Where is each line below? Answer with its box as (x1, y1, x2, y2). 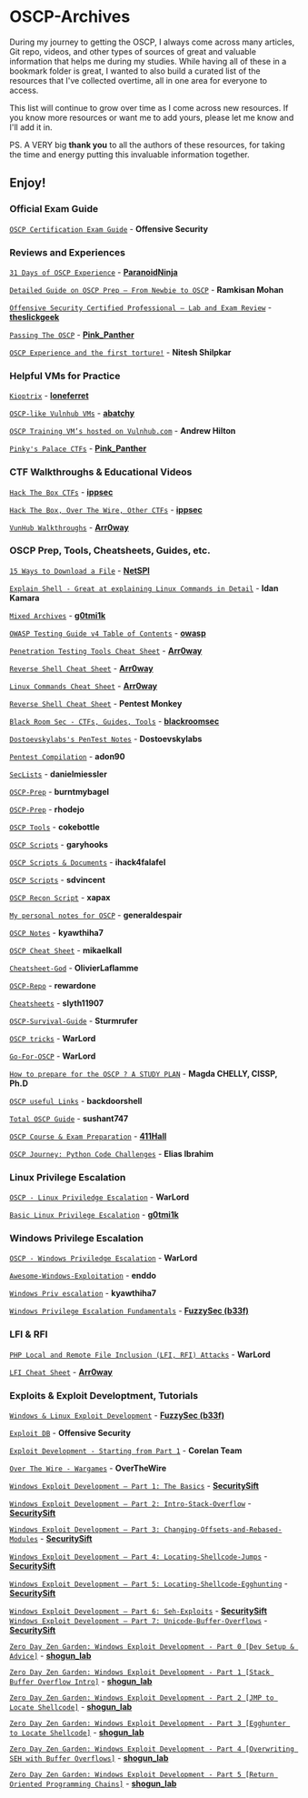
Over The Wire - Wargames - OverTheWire (9, 1462, 167, 1473)
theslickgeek (9, 311, 60, 322)
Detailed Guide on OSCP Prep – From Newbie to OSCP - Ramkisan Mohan (9, 284, 284, 295)
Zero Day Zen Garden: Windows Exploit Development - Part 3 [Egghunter (9, 1719, 286, 1728)
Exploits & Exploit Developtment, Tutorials (9, 1389, 198, 1401)
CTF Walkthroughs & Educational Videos (9, 466, 193, 478)
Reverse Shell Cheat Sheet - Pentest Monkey (9, 698, 183, 708)
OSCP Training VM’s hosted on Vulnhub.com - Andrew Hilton (9, 426, 236, 437)
